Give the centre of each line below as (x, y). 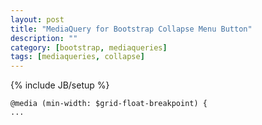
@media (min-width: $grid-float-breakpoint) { (109, 104)
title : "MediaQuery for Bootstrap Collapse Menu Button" (131, 29)
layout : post (37, 19)
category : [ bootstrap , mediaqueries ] (89, 47)
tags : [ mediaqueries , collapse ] (77, 57)
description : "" (44, 38)
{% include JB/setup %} (60, 85)
